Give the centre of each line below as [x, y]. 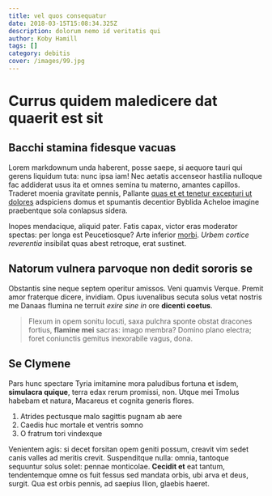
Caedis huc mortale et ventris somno [82, 425]
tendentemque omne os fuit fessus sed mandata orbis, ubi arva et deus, [128, 475]
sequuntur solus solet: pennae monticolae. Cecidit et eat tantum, [117, 466]
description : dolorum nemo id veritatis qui [85, 31]
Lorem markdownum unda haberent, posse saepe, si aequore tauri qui [125, 167]
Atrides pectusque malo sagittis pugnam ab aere [101, 416]
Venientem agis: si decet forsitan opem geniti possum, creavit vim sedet [129, 449]
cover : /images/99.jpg [47, 61]
